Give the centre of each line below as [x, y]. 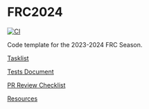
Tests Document [30, 72]
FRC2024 [35, 12]
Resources [23, 99]
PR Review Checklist [36, 85]
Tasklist [18, 58]
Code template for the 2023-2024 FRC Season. [75, 44]
